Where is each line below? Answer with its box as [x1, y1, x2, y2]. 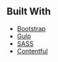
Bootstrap [16, 24, 46, 32]
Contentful [16, 46, 48, 55]
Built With [6, 6, 51, 18]
